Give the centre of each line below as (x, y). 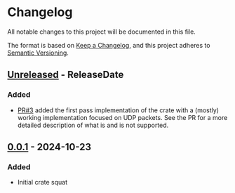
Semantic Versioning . (38, 53)
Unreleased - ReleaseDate (66, 75)
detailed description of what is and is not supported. (93, 125)
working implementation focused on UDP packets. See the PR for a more (122, 117)
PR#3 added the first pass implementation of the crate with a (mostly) (118, 110)
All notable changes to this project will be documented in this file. (102, 32)
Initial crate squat (42, 182)
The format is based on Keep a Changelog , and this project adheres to (109, 45)
